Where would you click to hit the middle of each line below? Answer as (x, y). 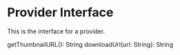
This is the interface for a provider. (56, 31)
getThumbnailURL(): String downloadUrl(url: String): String (90, 44)
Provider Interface (60, 13)
